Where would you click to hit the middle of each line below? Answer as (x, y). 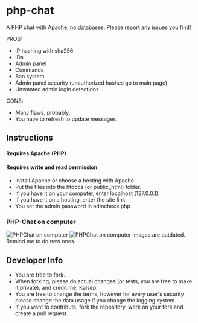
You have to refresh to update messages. (66, 119)
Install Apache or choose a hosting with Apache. (75, 181)
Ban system (30, 76)
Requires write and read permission (52, 167)
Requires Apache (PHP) (36, 153)
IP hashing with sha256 (44, 50)
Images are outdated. (159, 235)
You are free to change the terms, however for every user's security (99, 294)
